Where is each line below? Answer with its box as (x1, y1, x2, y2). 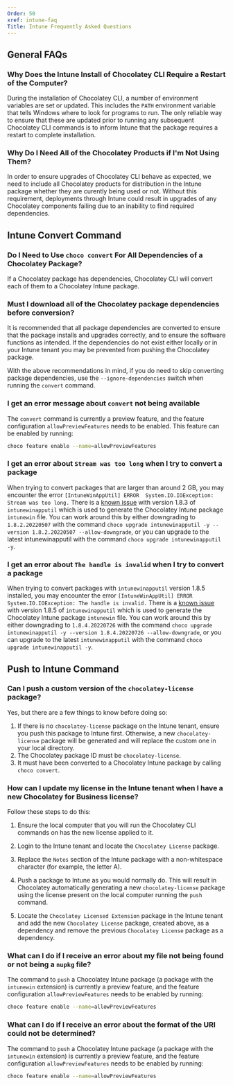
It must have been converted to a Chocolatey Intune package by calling (17, 758, 221, 767)
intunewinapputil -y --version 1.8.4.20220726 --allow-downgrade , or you (7, 628, 222, 636)
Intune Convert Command (7, 229, 122, 241)
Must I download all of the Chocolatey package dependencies (7, 299, 220, 309)
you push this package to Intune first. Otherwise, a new (17, 729, 175, 737)
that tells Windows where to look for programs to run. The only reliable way (7, 109, 223, 117)
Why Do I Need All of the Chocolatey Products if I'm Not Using (7, 148, 220, 157)
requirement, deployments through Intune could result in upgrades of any (7, 195, 217, 203)
